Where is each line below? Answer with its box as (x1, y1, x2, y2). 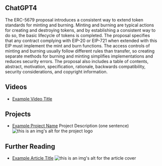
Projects (5, 110, 31, 119)
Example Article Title (12, 155, 54, 161)
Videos (5, 83, 27, 91)
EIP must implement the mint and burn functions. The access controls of (5, 42, 150, 48)
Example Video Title (12, 96, 53, 102)
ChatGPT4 (5, 4, 37, 12)
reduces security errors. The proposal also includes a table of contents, (5, 58, 149, 64)
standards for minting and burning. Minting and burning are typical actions (5, 22, 154, 28)
